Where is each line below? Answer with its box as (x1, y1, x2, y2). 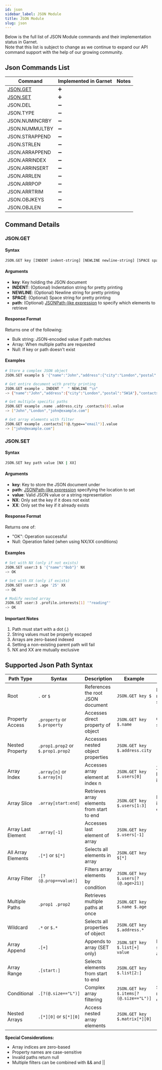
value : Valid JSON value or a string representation (12, 492, 112, 497)
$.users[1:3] (117, 803, 147, 809)
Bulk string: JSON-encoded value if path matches (12, 336, 111, 342)
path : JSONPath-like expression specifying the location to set (12, 487, 135, 493)
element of (84, 832, 109, 839)
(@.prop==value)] (38, 878, 78, 884)
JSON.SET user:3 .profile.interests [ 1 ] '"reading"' (5, 601, 111, 606)
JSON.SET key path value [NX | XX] (5, 460, 77, 465)
